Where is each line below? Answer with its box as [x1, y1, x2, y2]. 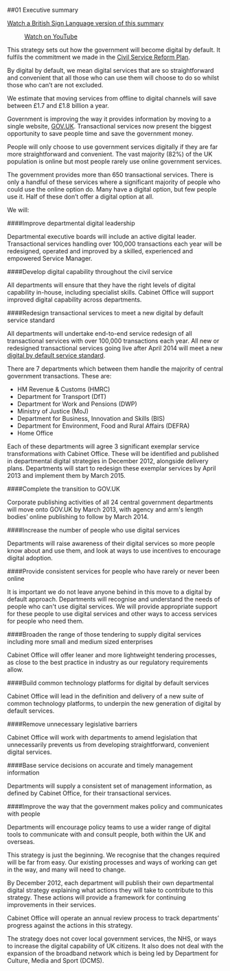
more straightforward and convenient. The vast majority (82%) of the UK [7, 150, 213, 158]
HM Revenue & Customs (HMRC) [16, 385, 111, 393]
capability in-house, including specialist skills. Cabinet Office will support [7, 288, 214, 296]
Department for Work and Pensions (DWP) [16, 400, 137, 408]
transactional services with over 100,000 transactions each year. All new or [7, 336, 220, 345]
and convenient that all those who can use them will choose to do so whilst [7, 73, 220, 82]
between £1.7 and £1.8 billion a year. [7, 102, 110, 109]
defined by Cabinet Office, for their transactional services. [7, 789, 172, 797]
